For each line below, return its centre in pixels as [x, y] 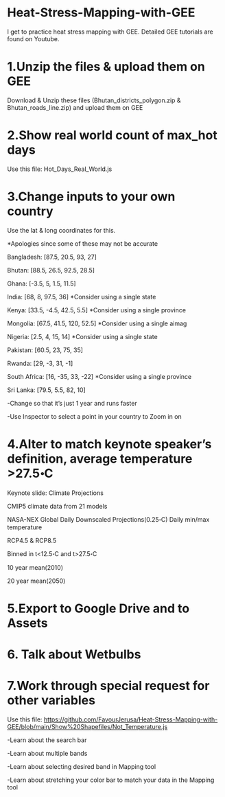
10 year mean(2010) [35, 567]
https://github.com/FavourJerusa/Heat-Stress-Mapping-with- [131, 719]
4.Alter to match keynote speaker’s [109, 444]
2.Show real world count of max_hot [112, 136]
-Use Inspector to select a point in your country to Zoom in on [94, 416]
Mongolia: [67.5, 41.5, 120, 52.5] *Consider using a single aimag [97, 323]
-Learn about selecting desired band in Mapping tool [82, 766]
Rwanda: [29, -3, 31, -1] [40, 363]
